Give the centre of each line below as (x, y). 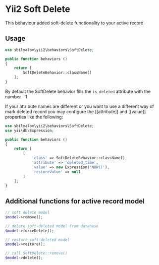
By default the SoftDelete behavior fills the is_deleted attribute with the (78, 91)
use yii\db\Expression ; (30, 131)
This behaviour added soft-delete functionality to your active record (74, 23)
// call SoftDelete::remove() (36, 253)
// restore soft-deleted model (37, 240)
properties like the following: (34, 117)
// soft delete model (27, 213)
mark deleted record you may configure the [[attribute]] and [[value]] (76, 111)
